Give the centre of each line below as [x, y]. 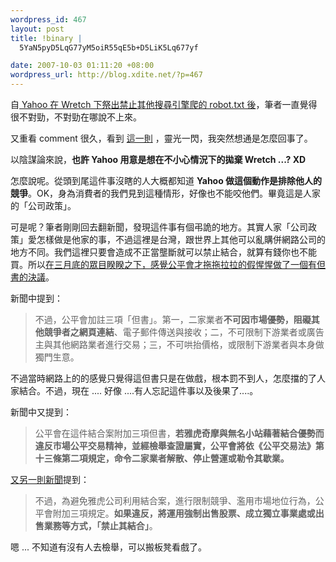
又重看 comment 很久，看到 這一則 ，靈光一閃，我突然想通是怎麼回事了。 [161, 138]
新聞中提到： [36, 298]
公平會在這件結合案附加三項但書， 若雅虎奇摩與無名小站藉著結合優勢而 [179, 433]
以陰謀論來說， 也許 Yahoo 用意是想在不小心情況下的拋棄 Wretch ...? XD [158, 159]
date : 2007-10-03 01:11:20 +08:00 [82, 66]
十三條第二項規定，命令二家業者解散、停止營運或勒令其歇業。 [162, 458]
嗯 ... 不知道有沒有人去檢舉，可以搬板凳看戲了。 [108, 547]
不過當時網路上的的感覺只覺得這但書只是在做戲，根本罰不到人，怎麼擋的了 [163, 378]
